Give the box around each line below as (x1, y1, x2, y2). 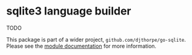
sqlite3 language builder (6, 4, 131, 18)
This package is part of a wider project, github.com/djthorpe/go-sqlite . (6, 36, 186, 43)
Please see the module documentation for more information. (6, 42, 156, 50)
